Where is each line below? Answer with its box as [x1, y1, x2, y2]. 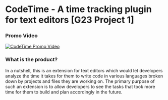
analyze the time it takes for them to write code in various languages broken [5, 73, 163, 79]
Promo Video [5, 32, 38, 39]
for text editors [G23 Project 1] [5, 14, 135, 26]
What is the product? [5, 56, 58, 63]
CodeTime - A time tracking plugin [5, 4, 152, 15]
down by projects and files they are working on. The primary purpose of [5, 78, 155, 84]
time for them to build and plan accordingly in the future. [5, 89, 123, 95]
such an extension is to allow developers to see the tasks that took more [5, 83, 155, 89]
